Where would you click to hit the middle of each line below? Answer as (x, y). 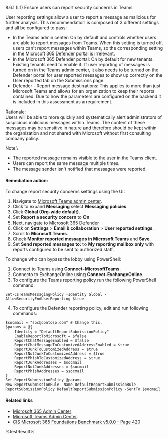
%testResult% (20, 432)
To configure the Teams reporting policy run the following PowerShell (84, 280)
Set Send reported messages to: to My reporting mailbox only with (83, 244)
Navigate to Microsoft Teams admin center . (57, 201)
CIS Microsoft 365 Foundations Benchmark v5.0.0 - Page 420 (76, 422)
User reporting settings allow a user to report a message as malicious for (81, 17)
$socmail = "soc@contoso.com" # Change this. (54, 323)
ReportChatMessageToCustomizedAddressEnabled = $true (72, 345)
